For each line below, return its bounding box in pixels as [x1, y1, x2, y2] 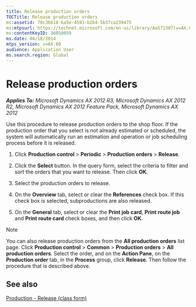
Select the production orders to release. [14, 179, 111, 186]
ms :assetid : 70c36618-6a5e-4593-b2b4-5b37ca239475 [6, 19, 132, 25]
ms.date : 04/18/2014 [6, 36, 57, 42]
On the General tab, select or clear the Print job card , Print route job [14, 209, 180, 216]
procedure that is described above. [6, 262, 90, 270]
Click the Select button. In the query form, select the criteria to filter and [14, 162, 188, 169]
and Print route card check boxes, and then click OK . [14, 214, 143, 221]
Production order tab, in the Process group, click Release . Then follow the [6, 256, 187, 263]
